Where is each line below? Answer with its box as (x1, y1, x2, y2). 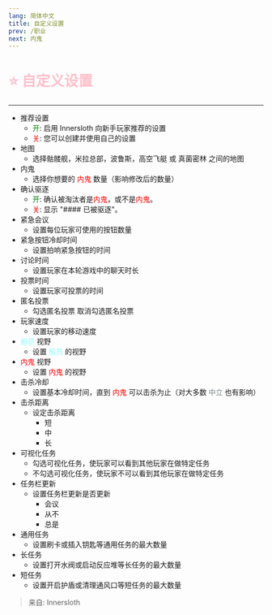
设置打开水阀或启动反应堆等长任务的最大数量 (32, 560, 182, 570)
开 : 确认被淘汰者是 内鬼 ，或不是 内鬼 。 (32, 194, 158, 204)
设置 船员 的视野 (32, 347, 87, 357)
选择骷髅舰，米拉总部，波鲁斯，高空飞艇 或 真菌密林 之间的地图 (32, 154, 244, 163)
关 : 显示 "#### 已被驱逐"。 (32, 205, 122, 214)
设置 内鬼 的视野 (32, 367, 87, 377)
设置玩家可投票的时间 (32, 286, 104, 296)
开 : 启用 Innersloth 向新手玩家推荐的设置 (32, 123, 167, 133)
